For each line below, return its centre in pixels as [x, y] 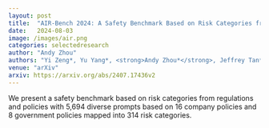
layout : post [30, 16]
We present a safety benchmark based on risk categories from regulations [131, 98]
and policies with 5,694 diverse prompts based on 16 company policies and [132, 106]
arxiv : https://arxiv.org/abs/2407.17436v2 [82, 75]
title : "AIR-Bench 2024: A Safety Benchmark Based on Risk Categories [130, 23]
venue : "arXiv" [34, 68]
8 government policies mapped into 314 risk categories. [100, 115]
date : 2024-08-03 [41, 30]
